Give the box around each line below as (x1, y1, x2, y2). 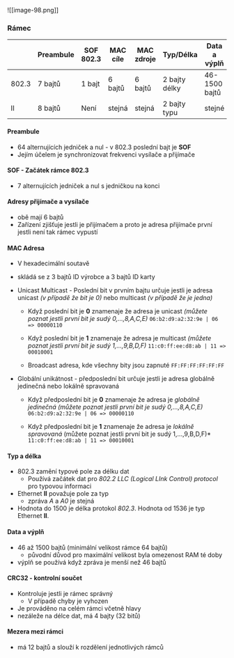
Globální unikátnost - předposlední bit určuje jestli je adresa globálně (17, 375, 214, 383)
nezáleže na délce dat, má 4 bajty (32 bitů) (17, 611, 141, 620)
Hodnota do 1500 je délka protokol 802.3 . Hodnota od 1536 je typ (17, 504, 205, 512)
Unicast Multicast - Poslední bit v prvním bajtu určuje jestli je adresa (17, 286, 213, 295)
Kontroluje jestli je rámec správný (17, 589, 114, 597)
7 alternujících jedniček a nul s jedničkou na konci (17, 181, 160, 190)
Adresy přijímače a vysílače (7, 198, 89, 206)
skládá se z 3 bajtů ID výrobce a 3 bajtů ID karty (17, 273, 155, 281)
